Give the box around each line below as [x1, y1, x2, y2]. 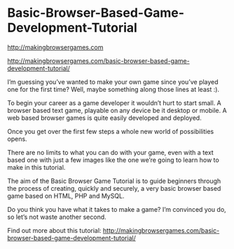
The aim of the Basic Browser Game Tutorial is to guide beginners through [7, 177, 221, 185]
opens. [7, 135, 27, 143]
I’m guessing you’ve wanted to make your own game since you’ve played [7, 77, 219, 86]
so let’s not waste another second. [7, 213, 106, 221]
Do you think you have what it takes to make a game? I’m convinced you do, [7, 205, 226, 213]
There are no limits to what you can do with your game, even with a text [7, 148, 214, 156]
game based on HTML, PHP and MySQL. [7, 191, 125, 200]
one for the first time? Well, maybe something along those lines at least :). [7, 85, 219, 93]
